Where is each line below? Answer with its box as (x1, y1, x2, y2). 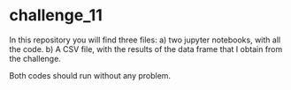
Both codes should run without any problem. (9, 70, 171, 80)
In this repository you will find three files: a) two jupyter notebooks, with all (9, 34, 281, 45)
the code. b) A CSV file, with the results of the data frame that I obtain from (9, 43, 283, 54)
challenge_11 (9, 5, 103, 26)
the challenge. (9, 53, 62, 64)
